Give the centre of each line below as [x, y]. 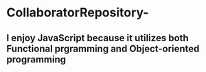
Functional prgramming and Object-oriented [103, 48]
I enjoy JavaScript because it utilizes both [98, 38]
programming [36, 59]
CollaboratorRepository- [78, 13]
